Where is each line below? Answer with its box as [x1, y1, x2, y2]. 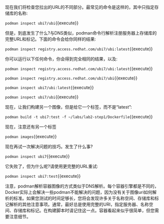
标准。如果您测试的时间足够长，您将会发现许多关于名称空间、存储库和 [13, 195, 155, 201]
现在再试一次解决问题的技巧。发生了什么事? [5, 144, 93, 149]
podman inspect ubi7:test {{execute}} [5, 173, 81, 179]
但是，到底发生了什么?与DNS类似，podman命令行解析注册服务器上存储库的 [5, 30, 157, 36]
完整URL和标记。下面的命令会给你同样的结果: [5, 36, 96, 42]
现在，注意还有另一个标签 [5, 124, 57, 130]
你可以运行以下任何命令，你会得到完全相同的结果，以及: [5, 56, 118, 62]
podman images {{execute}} [5, 133, 57, 139]
